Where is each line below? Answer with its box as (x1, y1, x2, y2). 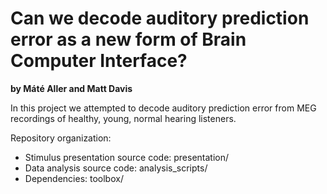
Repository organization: (10, 132, 112, 144)
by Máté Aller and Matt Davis (10, 82, 133, 94)
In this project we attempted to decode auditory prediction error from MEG (10, 102, 317, 114)
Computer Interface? (10, 50, 188, 72)
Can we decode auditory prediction (10, 7, 310, 30)
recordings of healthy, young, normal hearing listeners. (10, 112, 237, 124)
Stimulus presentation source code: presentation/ (24, 151, 230, 163)
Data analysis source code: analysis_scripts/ (24, 162, 208, 174)
